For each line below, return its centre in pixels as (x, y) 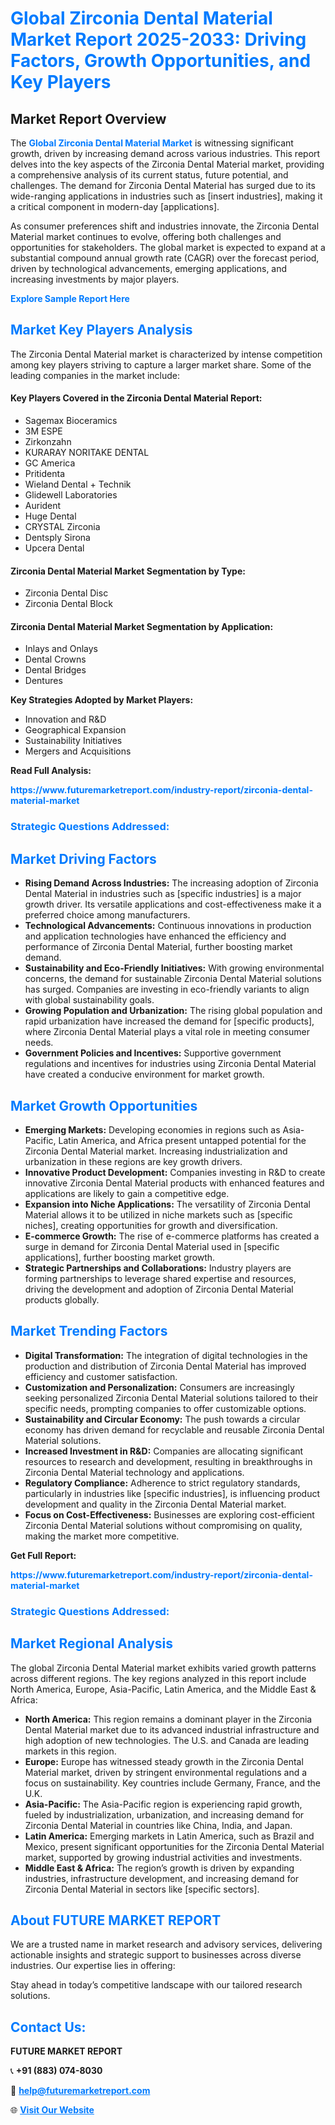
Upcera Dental (54, 548)
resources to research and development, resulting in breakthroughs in (168, 1461)
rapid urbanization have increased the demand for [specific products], (169, 1021)
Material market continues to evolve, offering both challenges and (146, 236)
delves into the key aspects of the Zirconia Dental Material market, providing (167, 164)
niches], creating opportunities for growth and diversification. (151, 1225)
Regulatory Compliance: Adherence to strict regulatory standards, (162, 1483)
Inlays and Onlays (61, 649)
